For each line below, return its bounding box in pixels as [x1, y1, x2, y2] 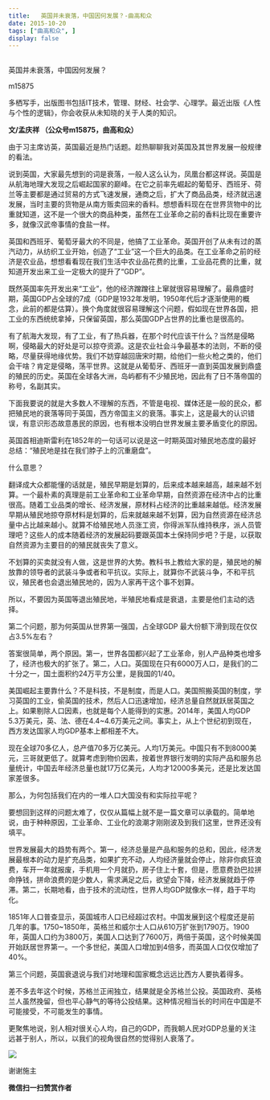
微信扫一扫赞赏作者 [8, 1082, 72, 1092]
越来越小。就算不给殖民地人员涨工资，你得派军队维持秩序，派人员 [35, 519, 255, 529]
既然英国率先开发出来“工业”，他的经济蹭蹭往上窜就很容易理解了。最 [8, 283, 233, 293]
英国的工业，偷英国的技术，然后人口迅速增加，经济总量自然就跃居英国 [14, 696, 247, 705]
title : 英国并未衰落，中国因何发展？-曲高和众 [8, 11, 153, 20]
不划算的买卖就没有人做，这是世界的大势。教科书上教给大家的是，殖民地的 [8, 556, 255, 567]
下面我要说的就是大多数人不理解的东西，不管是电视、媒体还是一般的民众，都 [8, 398, 262, 408]
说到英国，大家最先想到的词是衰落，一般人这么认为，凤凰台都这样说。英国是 [8, 169, 262, 179]
